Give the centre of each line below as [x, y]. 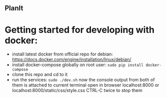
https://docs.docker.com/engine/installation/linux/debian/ [72, 59]
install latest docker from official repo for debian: [62, 54]
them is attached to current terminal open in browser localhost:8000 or [86, 85]
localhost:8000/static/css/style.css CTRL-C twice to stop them [77, 90]
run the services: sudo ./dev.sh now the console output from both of [83, 80]
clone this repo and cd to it [40, 74]
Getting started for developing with [79, 30]
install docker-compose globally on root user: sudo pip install [78, 65]
